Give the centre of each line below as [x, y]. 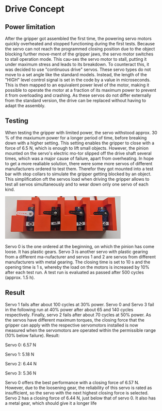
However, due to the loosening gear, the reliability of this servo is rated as [79, 388]
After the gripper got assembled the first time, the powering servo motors [78, 38]
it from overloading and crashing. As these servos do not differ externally [78, 95]
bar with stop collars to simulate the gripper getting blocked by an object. [78, 174]
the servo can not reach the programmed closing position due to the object [80, 49]
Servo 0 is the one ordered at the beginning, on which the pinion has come [80, 246]
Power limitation [30, 27]
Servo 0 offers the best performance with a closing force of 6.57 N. [72, 382]
